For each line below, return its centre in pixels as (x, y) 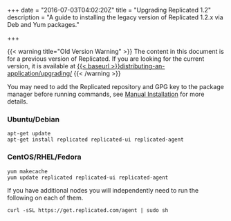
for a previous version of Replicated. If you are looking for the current (106, 59)
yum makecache (28, 171)
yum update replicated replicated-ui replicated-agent (88, 177)
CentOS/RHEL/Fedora (44, 157)
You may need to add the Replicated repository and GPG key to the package (116, 87)
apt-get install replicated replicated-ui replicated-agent (96, 140)
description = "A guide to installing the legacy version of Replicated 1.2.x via (115, 17)
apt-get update (29, 134)
